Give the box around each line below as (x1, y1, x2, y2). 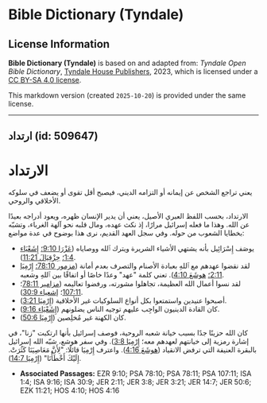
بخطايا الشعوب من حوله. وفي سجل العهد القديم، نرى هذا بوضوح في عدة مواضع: (8, 228, 245, 238)
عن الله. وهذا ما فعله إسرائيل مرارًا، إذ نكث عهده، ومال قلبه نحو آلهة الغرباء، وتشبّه (8, 220, 250, 230)
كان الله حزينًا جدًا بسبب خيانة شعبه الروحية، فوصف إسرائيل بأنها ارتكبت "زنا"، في (8, 328, 249, 338)
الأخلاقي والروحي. (8, 196, 61, 206)
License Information (8, 37, 110, 51)
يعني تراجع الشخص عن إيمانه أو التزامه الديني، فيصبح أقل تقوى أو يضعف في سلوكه (8, 188, 253, 197)
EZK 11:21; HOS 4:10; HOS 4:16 (19, 386, 120, 395)
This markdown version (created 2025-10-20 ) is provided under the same (8, 91, 246, 100)
